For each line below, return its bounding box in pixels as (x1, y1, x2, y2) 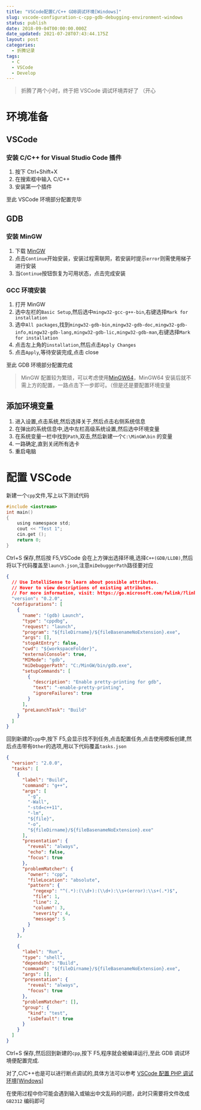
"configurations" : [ (11, 602, 63, 608)
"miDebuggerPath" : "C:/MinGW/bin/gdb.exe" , (22, 662, 133, 669)
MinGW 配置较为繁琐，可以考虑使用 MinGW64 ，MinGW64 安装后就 (20, 374, 187, 382)
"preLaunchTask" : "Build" (22, 707, 87, 713)
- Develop (11, 70, 36, 76)
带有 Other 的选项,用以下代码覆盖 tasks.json (22, 743, 127, 750)
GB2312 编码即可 (6, 1097, 45, 1104)
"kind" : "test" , (28, 1010, 68, 1016)
